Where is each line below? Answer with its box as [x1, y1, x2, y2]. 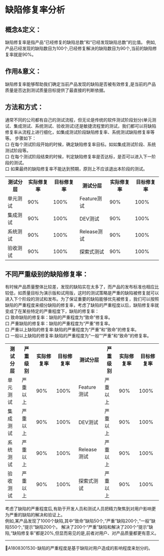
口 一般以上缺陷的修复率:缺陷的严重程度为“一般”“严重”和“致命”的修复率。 [5, 333, 151, 339]
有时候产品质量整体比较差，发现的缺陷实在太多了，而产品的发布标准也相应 [5, 284, 155, 290]
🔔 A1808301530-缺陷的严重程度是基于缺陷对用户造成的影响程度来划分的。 [5, 545, 153, 551]
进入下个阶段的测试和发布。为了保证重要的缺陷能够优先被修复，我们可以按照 [5, 296, 159, 302]
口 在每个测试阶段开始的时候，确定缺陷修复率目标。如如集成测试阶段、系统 [5, 141, 156, 147]
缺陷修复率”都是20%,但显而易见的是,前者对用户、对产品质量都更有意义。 [12, 530, 159, 536]
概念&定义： [5, 25, 42, 34]
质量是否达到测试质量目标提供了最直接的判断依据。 [5, 87, 108, 93]
